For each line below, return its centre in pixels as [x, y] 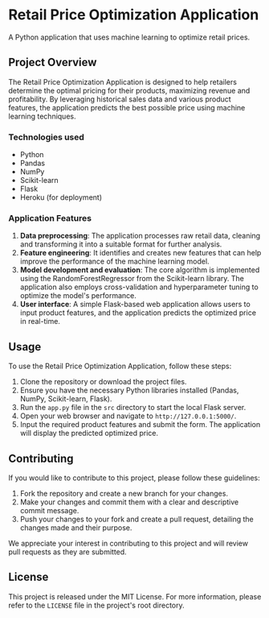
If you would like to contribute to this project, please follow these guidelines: [134, 478]
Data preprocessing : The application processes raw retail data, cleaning [140, 236]
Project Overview [53, 62]
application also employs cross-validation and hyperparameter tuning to [139, 287]
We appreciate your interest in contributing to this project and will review [128, 543]
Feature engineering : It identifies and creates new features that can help [141, 253]
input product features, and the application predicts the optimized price [138, 313]
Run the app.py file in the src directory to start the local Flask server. [133, 408]
